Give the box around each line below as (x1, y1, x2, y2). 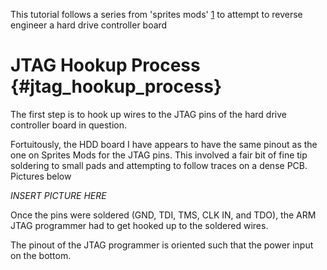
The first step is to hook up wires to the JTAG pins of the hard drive (10, 108, 287, 120)
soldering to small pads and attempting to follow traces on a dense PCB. (10, 159, 308, 171)
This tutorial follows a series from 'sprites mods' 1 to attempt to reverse (10, 9, 303, 20)
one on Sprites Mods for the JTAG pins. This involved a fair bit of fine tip (10, 149, 308, 161)
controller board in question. (10, 119, 128, 131)
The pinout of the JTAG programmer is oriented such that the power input (10, 239, 314, 251)
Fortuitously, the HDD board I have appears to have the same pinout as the (10, 138, 318, 150)
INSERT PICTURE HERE (10, 189, 107, 201)
